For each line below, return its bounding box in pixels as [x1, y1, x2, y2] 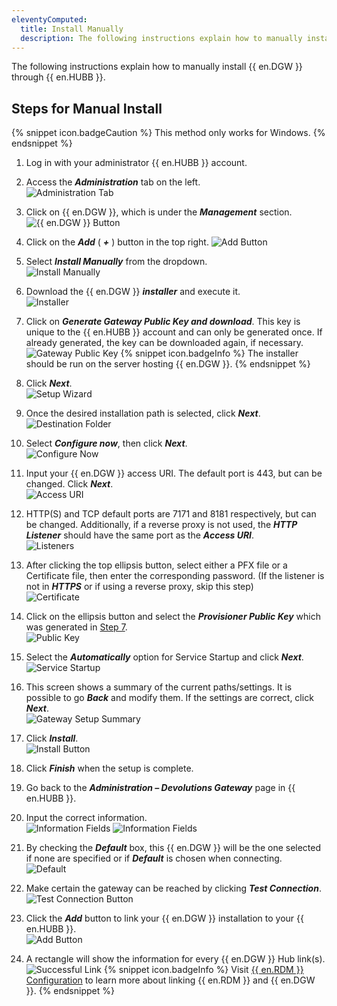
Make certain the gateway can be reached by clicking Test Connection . [25, 882, 322, 895]
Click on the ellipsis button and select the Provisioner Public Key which [25, 611, 321, 623]
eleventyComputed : [11, 14, 88, 25]
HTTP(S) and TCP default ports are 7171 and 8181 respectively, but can [25, 508, 317, 520]
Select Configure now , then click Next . [25, 437, 188, 450]
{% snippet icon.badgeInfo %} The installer [120, 347, 299, 360]
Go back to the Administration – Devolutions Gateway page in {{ [25, 782, 296, 794]
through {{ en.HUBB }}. [11, 71, 106, 83]
